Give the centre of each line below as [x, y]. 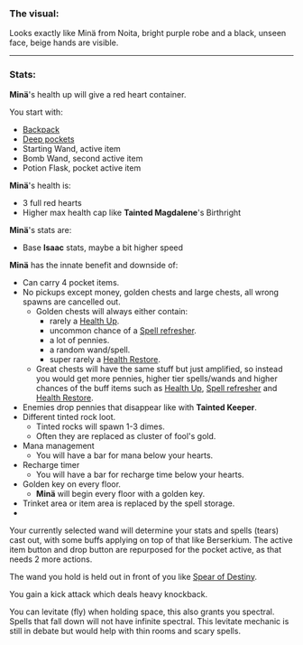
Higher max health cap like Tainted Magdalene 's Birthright [132, 212]
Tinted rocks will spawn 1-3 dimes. [100, 426]
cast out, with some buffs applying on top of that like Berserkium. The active [151, 539]
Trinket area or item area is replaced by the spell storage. [129, 503]
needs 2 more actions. [51, 559]
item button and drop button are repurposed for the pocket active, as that [146, 549]
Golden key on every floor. [72, 484]
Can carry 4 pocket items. [71, 282]
